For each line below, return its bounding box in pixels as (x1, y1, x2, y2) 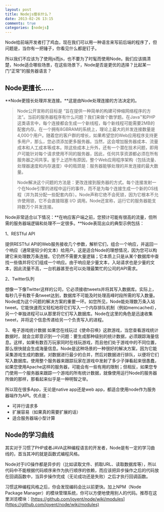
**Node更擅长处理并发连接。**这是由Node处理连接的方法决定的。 (5, 97, 140, 103)
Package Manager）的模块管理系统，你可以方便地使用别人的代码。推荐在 (5, 490, 153, 496)
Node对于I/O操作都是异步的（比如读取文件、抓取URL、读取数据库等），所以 (5, 461, 157, 467)
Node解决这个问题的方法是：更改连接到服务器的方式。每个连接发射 (17, 179, 152, 185)
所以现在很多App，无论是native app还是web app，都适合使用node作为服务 (5, 386, 156, 392)
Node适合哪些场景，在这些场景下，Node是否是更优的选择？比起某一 (13, 62, 151, 68)
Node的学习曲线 (5, 431, 54, 439)
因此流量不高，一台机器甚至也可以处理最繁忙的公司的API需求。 (13, 265, 141, 271)
